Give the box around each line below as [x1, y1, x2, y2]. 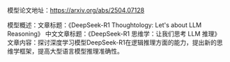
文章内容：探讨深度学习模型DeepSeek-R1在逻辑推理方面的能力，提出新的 [7, 38, 217, 47]
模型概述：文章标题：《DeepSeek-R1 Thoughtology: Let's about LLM [7, 21, 202, 29]
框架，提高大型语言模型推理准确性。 [19, 47, 123, 55]
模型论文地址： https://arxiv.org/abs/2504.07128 [7, 6, 145, 14]
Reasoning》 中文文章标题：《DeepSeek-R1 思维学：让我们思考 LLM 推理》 [7, 30, 221, 38]
